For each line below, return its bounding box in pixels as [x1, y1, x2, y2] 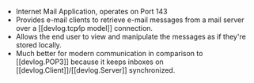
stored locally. [15, 40, 62, 50]
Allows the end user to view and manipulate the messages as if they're [15, 32, 247, 41]
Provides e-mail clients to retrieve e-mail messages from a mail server [15, 15, 245, 25]
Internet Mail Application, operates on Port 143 [15, 7, 168, 16]
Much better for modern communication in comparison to [15, 49, 203, 58]
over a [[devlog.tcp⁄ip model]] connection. [15, 24, 153, 32]
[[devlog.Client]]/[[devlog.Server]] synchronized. [15, 66, 176, 74]
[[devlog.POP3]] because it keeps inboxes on [15, 57, 164, 66]
